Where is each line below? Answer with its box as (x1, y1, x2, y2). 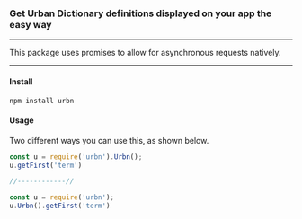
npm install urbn (9, 96, 75, 105)
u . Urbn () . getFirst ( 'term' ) (9, 201, 111, 211)
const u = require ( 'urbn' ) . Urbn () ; (9, 152, 143, 162)
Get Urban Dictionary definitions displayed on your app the (9, 7, 272, 20)
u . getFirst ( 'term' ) (9, 161, 83, 170)
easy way (9, 18, 52, 31)
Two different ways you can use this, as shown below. (9, 135, 209, 145)
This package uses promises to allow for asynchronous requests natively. (9, 48, 281, 58)
